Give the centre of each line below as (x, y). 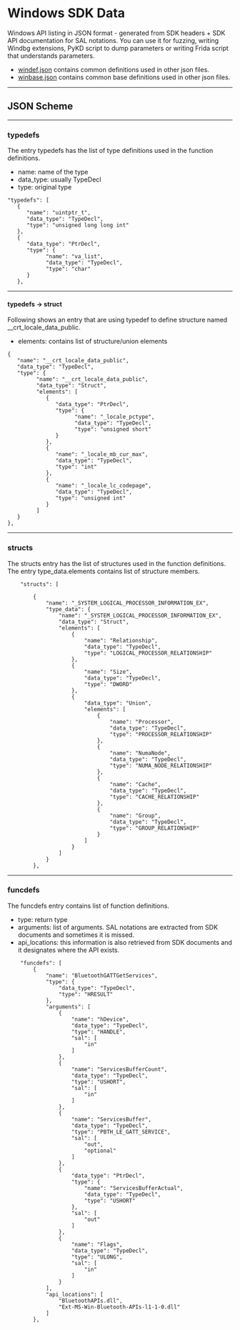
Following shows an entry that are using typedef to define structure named (117, 320)
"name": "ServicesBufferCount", (119, 1069)
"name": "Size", (108, 672)
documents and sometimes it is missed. (76, 935)
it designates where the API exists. (69, 950)
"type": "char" (68, 269)
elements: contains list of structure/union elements (92, 342)
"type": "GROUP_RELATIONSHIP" (155, 828)
